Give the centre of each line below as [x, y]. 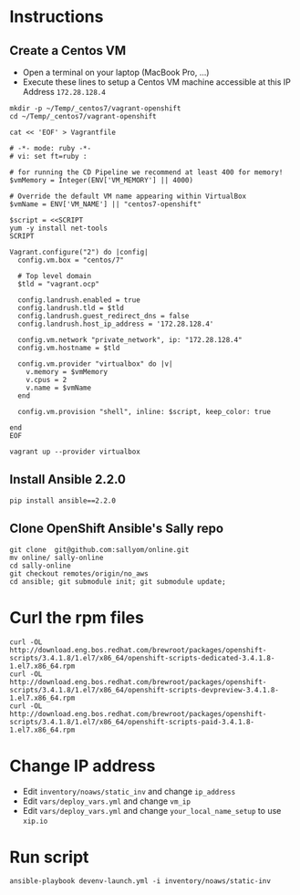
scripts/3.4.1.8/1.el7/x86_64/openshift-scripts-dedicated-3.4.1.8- [142, 658]
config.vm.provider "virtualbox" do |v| [95, 364]
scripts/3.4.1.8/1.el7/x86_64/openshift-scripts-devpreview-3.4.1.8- [145, 690]
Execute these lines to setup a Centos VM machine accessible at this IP [157, 82]
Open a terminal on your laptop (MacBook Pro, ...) [116, 72]
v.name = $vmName [59, 388]
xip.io [35, 821]
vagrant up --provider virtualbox [75, 452]
